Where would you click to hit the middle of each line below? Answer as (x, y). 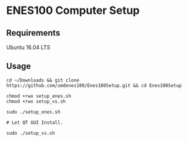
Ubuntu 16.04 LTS (28, 47)
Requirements (33, 33)
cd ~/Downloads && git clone (43, 80)
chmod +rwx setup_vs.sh (36, 101)
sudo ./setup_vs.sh (31, 133)
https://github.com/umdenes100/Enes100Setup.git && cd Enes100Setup (94, 85)
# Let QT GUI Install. (35, 122)
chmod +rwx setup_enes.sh (39, 96)
